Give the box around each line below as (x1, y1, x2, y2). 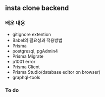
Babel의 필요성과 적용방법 (12, 37, 63, 43)
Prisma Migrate (12, 53, 44, 59)
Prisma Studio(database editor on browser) (12, 69, 101, 75)
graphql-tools (12, 74, 41, 80)
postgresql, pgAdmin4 (12, 48, 58, 54)
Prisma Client (12, 64, 40, 70)
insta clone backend (5, 4, 69, 12)
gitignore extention (12, 31, 51, 37)
